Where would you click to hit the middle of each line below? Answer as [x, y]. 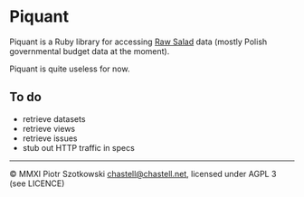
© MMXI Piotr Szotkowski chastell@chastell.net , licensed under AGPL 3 [143, 174]
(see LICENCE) [37, 183]
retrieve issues [50, 138]
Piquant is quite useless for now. [70, 69]
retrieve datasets [54, 118]
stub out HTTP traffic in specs [79, 147]
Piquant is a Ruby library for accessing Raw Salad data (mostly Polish [138, 42]
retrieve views [48, 128]
